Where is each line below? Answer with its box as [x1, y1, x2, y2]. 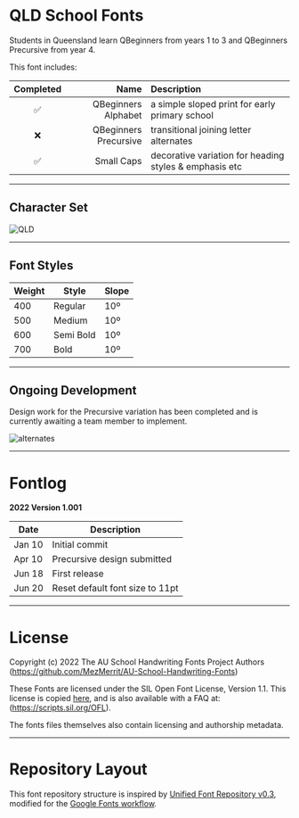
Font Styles [9, 258, 74, 273]
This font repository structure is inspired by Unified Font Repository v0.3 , [9, 789, 277, 799]
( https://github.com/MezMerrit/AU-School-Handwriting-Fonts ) [9, 666, 238, 677]
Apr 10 [13, 553, 43, 566]
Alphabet [103, 109, 142, 121]
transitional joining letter [150, 123, 252, 136]
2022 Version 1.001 [9, 502, 83, 513]
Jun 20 [13, 582, 44, 594]
